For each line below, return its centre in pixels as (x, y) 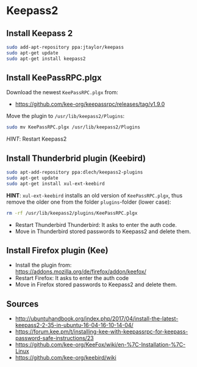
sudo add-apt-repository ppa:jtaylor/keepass (65, 47)
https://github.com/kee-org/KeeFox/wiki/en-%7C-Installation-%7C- (100, 345)
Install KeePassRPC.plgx (54, 78)
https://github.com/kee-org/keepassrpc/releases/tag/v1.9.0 (90, 104)
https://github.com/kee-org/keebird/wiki (66, 358)
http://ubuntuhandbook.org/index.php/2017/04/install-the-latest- (97, 319)
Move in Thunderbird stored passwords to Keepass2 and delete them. (103, 231)
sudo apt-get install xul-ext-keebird (56, 183)
